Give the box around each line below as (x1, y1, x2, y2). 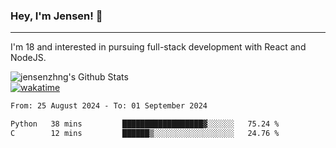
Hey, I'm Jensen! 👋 (10, 9, 103, 23)
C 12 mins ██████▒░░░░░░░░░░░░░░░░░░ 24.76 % (10, 129, 280, 139)
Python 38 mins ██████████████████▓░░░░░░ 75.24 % (10, 119, 280, 129)
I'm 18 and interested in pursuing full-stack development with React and (10, 41, 307, 53)
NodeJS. (10, 52, 47, 64)
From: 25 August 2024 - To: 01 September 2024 (10, 101, 208, 111)
